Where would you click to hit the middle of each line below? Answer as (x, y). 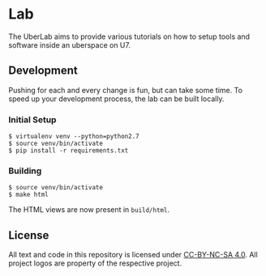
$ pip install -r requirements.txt (69, 151)
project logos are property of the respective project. (95, 263)
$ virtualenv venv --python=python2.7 (74, 137)
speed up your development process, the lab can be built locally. (116, 99)
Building (25, 171)
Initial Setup (32, 120)
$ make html (28, 195)
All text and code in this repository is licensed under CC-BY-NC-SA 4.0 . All (133, 255)
